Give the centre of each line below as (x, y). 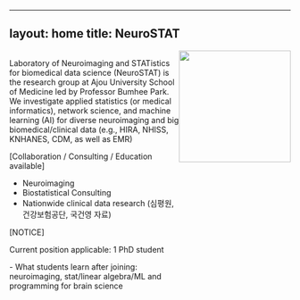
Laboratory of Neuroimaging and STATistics (90, 62)
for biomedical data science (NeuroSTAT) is (89, 72)
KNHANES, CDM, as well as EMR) (71, 138)
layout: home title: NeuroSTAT (95, 33)
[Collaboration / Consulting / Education (81, 156)
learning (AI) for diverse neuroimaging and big (94, 120)
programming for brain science (66, 286)
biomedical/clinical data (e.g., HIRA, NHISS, (89, 129)
